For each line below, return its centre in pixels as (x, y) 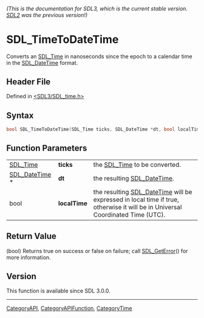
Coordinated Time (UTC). (129, 214)
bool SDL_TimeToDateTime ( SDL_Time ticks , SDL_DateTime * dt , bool (90, 130)
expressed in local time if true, (136, 199)
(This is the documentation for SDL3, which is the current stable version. (97, 8)
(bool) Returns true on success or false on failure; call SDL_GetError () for (97, 251)
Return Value (31, 236)
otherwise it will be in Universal (138, 207)
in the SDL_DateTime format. (42, 63)
